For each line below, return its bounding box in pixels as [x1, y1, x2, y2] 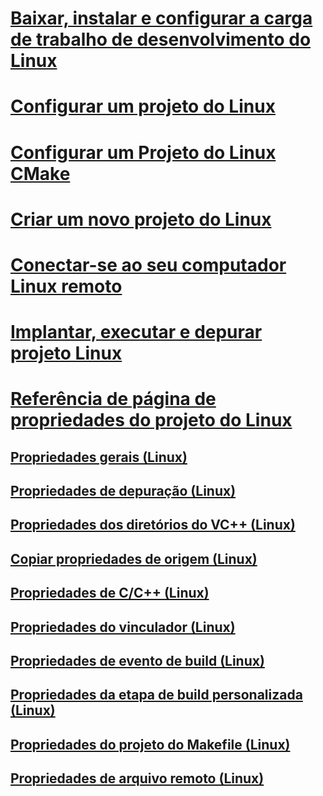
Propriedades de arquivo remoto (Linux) [10, 770, 265, 787]
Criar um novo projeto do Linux [10, 208, 272, 231]
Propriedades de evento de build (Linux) [10, 653, 265, 670]
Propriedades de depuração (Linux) [10, 483, 237, 500]
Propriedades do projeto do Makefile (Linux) [10, 736, 291, 753]
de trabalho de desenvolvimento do [10, 28, 312, 51]
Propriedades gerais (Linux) [10, 448, 188, 466]
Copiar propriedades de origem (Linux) [10, 550, 258, 567]
